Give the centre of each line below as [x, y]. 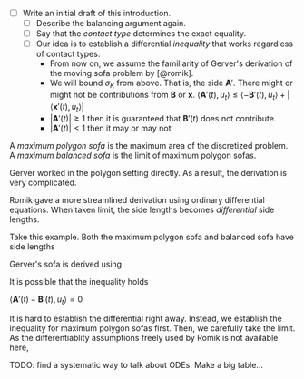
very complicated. [43, 182]
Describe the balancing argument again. [111, 24]
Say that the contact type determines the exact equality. [141, 34]
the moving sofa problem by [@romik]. [122, 73]
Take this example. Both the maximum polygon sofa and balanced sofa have [152, 237]
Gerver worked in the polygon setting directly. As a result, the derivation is [148, 172]
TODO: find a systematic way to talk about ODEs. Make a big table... [136, 365]
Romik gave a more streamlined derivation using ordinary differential [137, 199]
